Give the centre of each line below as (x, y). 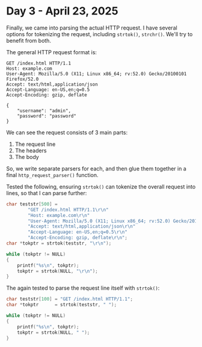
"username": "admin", (44, 111)
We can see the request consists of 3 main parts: (67, 132)
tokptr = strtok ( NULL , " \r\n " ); (57, 271)
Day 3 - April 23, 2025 (62, 11)
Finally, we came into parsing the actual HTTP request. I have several (92, 28)
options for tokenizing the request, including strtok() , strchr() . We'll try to (99, 34)
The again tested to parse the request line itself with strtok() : (83, 288)
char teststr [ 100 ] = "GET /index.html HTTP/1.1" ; (70, 299)
